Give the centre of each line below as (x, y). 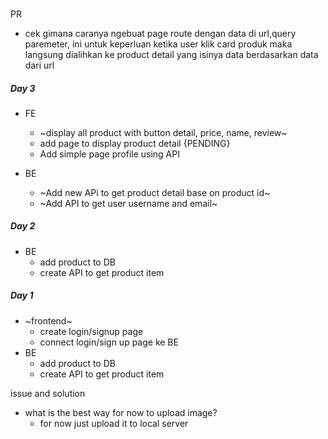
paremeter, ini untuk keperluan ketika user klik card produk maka (158, 44)
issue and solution (48, 393)
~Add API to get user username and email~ (128, 203)
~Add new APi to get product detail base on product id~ (155, 192)
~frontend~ (48, 320)
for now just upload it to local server (114, 423)
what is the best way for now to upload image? (121, 412)
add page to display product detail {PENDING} (135, 143)
